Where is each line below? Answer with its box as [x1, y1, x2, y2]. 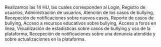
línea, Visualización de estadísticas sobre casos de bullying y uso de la [4, 25, 151, 31]
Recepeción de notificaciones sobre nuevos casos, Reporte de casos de [4, 15, 154, 20]
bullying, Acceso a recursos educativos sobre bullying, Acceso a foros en [4, 20, 156, 26]
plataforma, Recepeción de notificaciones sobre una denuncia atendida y [4, 31, 155, 36]
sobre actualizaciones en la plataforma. [4, 36, 86, 42]
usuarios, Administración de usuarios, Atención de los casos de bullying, [4, 9, 154, 15]
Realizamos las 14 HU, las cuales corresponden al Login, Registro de [4, 4, 145, 10]
